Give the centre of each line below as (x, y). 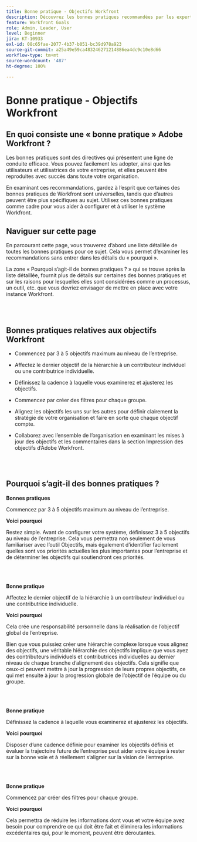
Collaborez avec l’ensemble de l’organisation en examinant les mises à (99, 435)
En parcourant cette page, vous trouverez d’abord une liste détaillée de (92, 245)
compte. (25, 424)
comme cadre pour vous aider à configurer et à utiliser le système (86, 207)
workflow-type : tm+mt (33, 55)
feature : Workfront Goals (38, 22)
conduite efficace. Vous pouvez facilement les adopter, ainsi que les (89, 164)
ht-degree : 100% (26, 66)
